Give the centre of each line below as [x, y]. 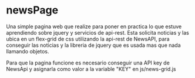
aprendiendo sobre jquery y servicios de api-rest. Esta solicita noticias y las [98, 32]
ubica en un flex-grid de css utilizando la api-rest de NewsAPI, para [88, 39]
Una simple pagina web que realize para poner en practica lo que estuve [94, 26]
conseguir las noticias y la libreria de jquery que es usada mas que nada [93, 45]
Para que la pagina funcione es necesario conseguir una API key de [88, 63]
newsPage [32, 10]
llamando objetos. [28, 51]
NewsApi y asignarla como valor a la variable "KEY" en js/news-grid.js [91, 69]
